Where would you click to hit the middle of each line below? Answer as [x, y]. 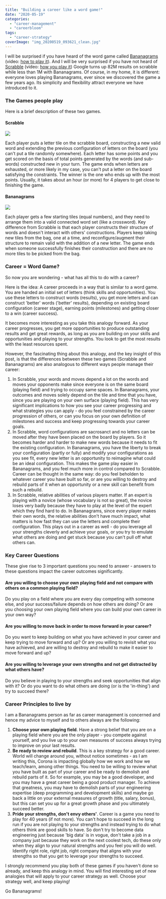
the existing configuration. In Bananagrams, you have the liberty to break [86, 447]
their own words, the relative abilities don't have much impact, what [81, 516]
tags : [11, 33]
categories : [17, 19]
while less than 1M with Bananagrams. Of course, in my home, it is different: [83, 72]
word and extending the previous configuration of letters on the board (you [82, 148]
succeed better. [28, 808]
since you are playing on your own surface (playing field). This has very [85, 400]
